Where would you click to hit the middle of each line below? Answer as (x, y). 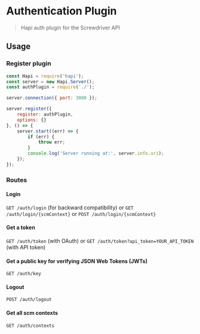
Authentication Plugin (61, 11)
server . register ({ (29, 109)
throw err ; (52, 142)
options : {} (32, 120)
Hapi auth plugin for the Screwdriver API (70, 28)
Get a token (21, 228)
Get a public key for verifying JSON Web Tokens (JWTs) (77, 261)
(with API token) (26, 248)
